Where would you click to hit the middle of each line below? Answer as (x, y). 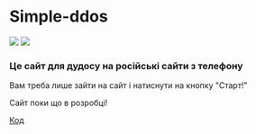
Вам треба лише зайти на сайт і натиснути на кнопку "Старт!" (128, 85)
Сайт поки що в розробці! (59, 103)
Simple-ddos (59, 17)
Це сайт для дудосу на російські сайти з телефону (126, 66)
